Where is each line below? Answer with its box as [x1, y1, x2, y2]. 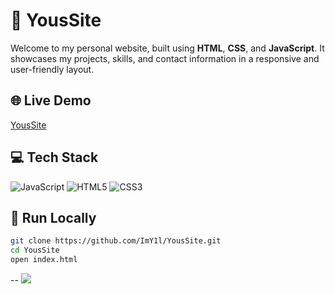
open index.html [10, 255, 78, 265]
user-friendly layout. [10, 63, 95, 75]
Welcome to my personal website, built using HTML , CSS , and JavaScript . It [10, 42, 325, 54]
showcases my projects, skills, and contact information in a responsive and [10, 52, 320, 64]
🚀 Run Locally [10, 209, 97, 226]
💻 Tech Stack [10, 149, 99, 166]
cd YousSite [10, 245, 60, 256]
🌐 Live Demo [10, 92, 92, 109]
